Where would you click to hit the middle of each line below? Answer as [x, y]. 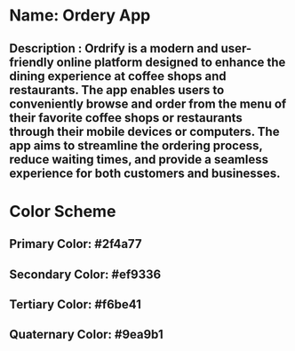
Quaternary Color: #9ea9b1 [86, 335]
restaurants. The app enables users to [117, 90]
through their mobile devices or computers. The [144, 131]
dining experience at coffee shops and [118, 76]
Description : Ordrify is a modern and [114, 48]
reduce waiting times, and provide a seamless [139, 160]
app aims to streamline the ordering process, [136, 145]
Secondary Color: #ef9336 [85, 274]
